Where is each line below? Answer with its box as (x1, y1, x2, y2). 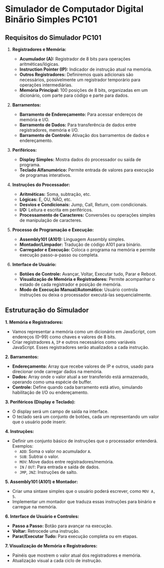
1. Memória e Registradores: (5, 319, 64, 325)
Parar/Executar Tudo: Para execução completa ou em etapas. (12, 533, 138, 539)
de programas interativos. (19, 172, 72, 178)
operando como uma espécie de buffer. (12, 379, 92, 385)
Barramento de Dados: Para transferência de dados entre (19, 122, 137, 128)
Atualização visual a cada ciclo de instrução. (12, 557, 102, 563)
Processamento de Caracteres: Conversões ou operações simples (19, 212, 156, 218)
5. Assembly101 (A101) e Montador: (5, 479, 78, 485)
